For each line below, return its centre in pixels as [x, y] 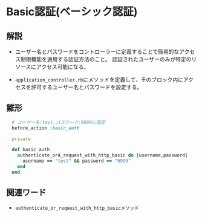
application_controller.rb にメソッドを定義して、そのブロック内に [99, 79]
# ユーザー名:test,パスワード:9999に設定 [59, 122]
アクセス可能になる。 [63, 67]
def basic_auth [31, 150]
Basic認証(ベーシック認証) [72, 12]
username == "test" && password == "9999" [77, 161]
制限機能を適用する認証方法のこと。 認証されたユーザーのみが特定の [106, 59]
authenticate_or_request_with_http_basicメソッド [77, 208]
